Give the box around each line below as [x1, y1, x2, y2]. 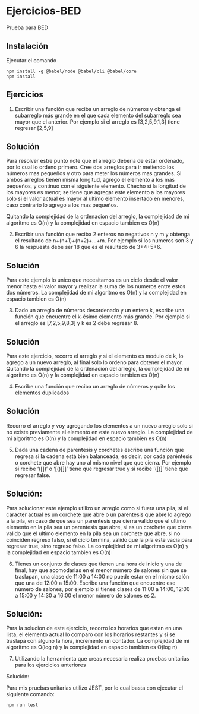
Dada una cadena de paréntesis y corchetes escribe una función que [14, 446, 184, 453]
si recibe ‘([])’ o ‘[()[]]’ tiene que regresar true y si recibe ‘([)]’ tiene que [14, 465, 188, 472]
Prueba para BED [6, 24, 49, 31]
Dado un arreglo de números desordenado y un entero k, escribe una [14, 307, 185, 314]
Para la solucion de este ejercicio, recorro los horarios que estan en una [6, 625, 182, 632]
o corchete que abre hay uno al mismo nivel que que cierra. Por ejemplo [14, 459, 192, 466]
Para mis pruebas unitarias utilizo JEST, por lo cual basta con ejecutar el [6, 684, 183, 691]
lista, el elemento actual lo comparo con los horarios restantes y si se [6, 631, 175, 638]
